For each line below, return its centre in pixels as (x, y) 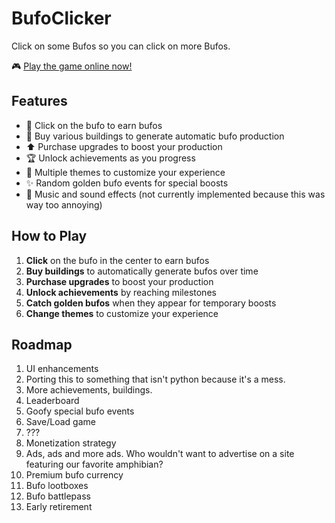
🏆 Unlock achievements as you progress (110, 158)
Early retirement (59, 507)
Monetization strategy (71, 443)
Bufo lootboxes (57, 486)
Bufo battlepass (58, 496)
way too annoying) (64, 204)
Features (39, 101)
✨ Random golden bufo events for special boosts (127, 183)
